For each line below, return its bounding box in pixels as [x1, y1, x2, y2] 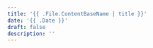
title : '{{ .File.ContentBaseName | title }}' [7, 10, 147, 18]
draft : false [7, 23, 46, 30]
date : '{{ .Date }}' [7, 17, 69, 24]
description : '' [7, 30, 55, 37]
